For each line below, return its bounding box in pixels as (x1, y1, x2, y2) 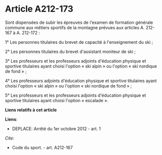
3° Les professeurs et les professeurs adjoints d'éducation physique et (5, 58, 147, 64)
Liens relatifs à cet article (5, 107, 57, 113)
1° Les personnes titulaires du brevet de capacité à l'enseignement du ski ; (5, 39, 153, 45)
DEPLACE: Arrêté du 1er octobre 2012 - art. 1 (12, 125, 101, 132)
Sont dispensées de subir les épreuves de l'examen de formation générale (5, 19, 153, 25)
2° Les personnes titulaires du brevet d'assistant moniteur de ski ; (5, 49, 136, 54)
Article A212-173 (5, 3, 74, 15)
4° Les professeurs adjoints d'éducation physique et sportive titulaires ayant (5, 78, 157, 84)
